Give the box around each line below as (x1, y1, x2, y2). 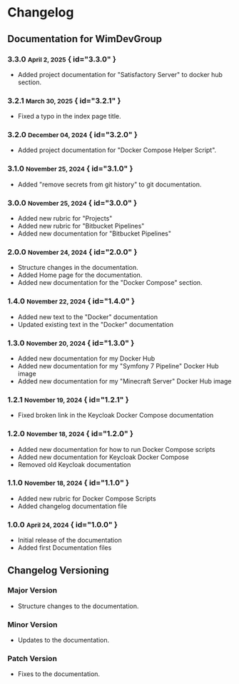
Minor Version (7, 619, 58, 629)
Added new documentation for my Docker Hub (17, 354, 156, 363)
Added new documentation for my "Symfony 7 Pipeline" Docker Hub (17, 361, 219, 370)
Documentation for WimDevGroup (7, 33, 163, 45)
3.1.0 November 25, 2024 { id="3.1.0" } (7, 164, 133, 173)
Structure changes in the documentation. (17, 263, 139, 272)
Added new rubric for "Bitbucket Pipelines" (17, 222, 145, 231)
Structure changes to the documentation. (17, 601, 139, 610)
